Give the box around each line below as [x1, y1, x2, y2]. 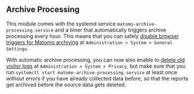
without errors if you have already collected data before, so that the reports [6, 75, 189, 82]
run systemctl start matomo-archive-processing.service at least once [6, 68, 178, 75]
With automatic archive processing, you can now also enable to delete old [6, 56, 185, 63]
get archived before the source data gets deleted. [6, 81, 126, 88]
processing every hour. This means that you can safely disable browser [6, 32, 179, 40]
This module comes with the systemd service [6, 20, 116, 27]
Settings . [6, 45, 29, 52]
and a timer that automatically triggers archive [55, 26, 166, 33]
